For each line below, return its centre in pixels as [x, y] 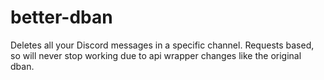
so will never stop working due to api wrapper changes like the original [156, 55]
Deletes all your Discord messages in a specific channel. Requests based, [162, 45]
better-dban [61, 17]
